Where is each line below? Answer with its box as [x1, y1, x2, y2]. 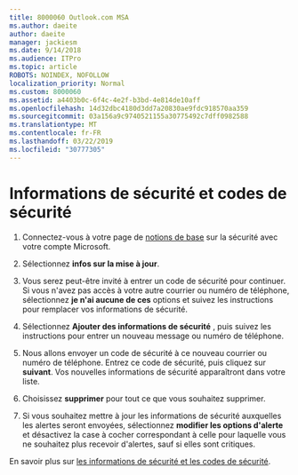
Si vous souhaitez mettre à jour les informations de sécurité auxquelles [21, 410, 282, 421]
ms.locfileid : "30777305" [9, 145, 105, 154]
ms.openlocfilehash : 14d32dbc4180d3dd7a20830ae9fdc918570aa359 [9, 104, 249, 113]
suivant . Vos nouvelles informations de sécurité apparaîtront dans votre [21, 366, 286, 377]
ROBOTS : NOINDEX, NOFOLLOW [9, 71, 109, 80]
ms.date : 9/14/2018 [9, 46, 82, 55]
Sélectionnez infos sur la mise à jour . [21, 258, 160, 269]
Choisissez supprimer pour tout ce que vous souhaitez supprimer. [21, 392, 266, 404]
